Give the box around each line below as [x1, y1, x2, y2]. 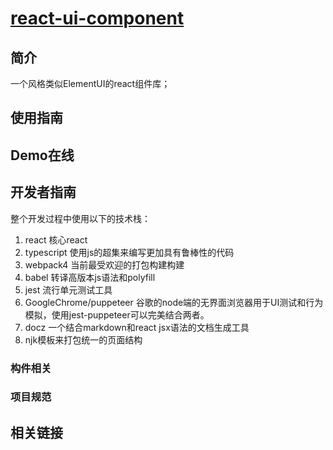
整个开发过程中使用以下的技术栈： [10, 212, 151, 224]
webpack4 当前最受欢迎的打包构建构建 [24, 258, 185, 271]
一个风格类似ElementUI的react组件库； [10, 78, 171, 89]
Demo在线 [10, 147, 75, 164]
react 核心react [24, 233, 88, 246]
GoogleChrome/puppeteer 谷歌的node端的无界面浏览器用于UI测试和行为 [24, 296, 324, 308]
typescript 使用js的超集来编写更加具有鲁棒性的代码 [24, 246, 235, 258]
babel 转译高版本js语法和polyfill [24, 271, 156, 283]
